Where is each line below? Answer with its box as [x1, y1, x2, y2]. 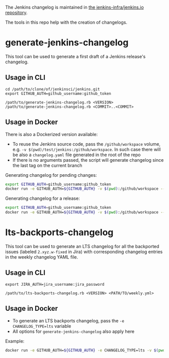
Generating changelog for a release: [5, 195, 80, 201]
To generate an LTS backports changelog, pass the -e [12, 317, 125, 323]
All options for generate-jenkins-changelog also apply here [12, 328, 135, 334]
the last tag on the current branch [12, 162, 82, 168]
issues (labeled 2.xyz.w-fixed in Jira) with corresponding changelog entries [5, 249, 163, 255]
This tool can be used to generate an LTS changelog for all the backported [5, 244, 159, 249]
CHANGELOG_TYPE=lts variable [12, 323, 71, 329]
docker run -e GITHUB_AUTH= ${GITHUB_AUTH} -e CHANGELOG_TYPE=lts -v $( [5, 347, 158, 353]
